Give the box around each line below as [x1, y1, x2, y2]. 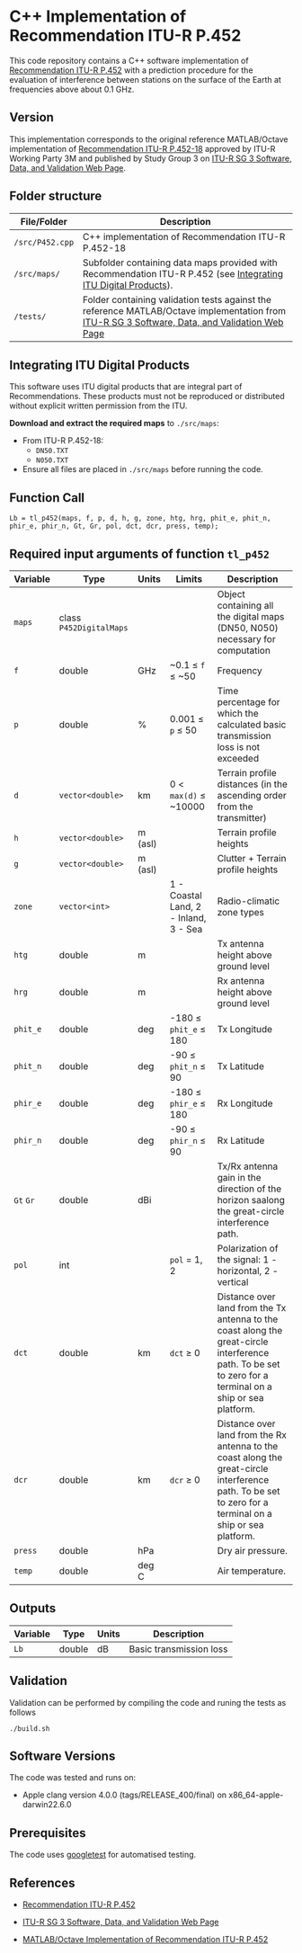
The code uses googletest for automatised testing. [9, 1850, 197, 1860]
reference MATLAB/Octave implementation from [82, 304, 286, 317]
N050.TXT [35, 456, 69, 465]
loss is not [217, 741, 261, 753]
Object [217, 588, 245, 600]
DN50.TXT [35, 447, 69, 456]
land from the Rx [217, 1429, 288, 1440]
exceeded [217, 753, 259, 764]
